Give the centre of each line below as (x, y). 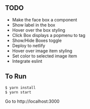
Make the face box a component (45, 19)
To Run (16, 77)
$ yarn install (20, 88)
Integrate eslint (27, 61)
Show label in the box (34, 25)
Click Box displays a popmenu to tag (49, 35)
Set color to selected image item (45, 56)
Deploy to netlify (28, 45)
